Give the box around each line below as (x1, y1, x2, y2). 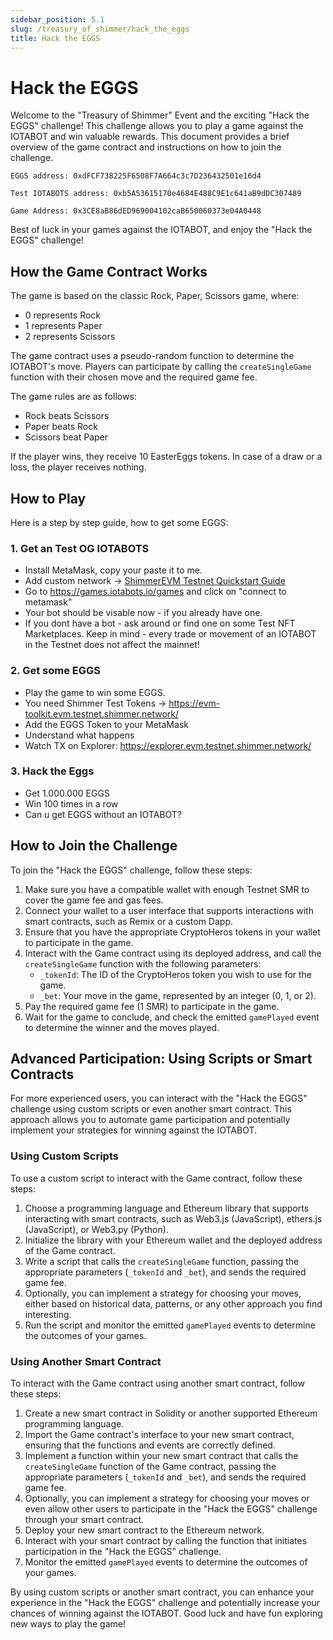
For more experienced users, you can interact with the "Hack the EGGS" (10, 1092, 308, 1105)
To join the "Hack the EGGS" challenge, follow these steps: (10, 864, 253, 876)
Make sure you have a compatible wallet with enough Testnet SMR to (24, 883, 310, 895)
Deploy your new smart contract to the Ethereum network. (24, 1524, 265, 1536)
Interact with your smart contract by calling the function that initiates (24, 1535, 308, 1547)
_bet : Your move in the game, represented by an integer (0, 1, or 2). (39, 989, 317, 1001)
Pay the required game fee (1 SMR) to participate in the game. (24, 1000, 280, 1012)
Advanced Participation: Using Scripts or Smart (10, 1051, 313, 1068)
